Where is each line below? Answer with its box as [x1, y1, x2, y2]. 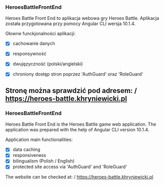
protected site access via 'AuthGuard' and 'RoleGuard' [12, 164, 127, 170]
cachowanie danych [12, 40, 55, 47]
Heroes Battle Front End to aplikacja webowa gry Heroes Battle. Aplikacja [5, 15, 159, 21]
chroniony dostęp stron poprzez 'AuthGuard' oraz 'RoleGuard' [12, 71, 144, 77]
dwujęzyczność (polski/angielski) [12, 61, 83, 67]
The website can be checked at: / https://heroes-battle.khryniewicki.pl [5, 174, 153, 180]
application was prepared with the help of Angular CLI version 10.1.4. [5, 127, 150, 133]
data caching [12, 147, 41, 153]
